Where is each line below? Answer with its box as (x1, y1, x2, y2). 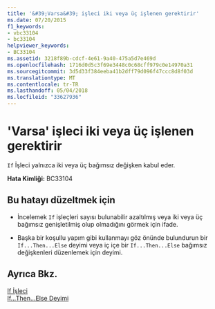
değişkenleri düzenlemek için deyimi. (17, 248, 123, 256)
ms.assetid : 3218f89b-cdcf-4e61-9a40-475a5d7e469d (7, 55, 156, 62)
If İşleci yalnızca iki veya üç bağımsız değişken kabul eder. (7, 160, 176, 169)
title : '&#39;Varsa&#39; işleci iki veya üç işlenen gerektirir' (7, 10, 199, 17)
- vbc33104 (7, 29, 39, 37)
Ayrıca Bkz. (7, 268, 58, 280)
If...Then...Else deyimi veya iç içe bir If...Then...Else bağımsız (17, 241, 207, 249)
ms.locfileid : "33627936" (7, 94, 82, 101)
